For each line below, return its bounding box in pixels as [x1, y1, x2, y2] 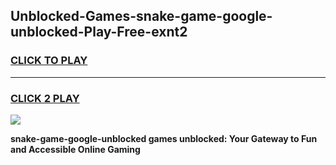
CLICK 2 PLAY [10, 91, 80, 105]
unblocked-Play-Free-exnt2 [10, 24, 188, 41]
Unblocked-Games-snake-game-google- [10, 8, 273, 25]
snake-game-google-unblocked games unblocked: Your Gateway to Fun [10, 132, 318, 144]
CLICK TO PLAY [10, 54, 88, 68]
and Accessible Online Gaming [10, 143, 141, 155]
